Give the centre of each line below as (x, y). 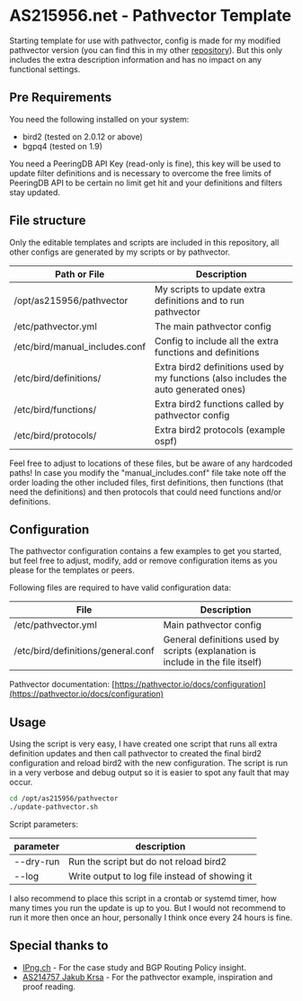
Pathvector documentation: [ (62, 684)
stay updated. (35, 192)
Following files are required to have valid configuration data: (120, 588)
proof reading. (49, 987)
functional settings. (45, 69)
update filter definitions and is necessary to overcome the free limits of (141, 173)
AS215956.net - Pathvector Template (151, 16)
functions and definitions (207, 352)
